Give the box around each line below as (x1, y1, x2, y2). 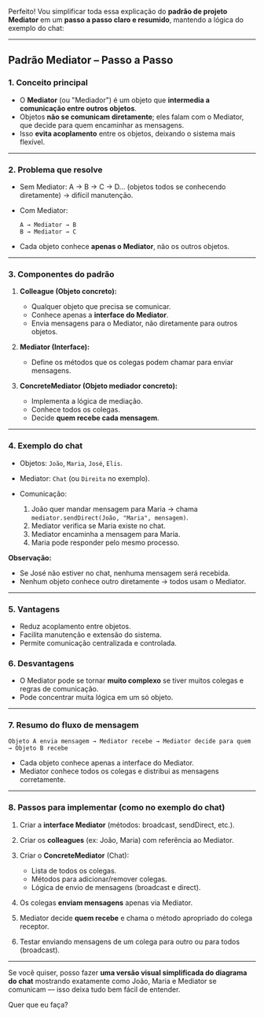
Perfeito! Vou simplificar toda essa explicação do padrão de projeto (8, 7, 228, 16)
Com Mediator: (19, 205, 68, 215)
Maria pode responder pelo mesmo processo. (31, 538, 180, 547)
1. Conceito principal (8, 77, 88, 88)
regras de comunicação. (19, 684, 99, 694)
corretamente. (19, 775, 66, 784)
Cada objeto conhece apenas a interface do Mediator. (19, 758, 195, 768)
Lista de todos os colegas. (31, 866, 117, 875)
